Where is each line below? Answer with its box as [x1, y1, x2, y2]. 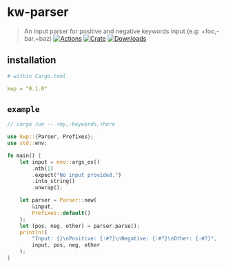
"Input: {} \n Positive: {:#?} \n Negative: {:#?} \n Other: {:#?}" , [32, 236, 217, 242]
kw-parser [7, 4, 69, 20]
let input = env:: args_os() [19, 158, 100, 166]
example [7, 104, 40, 114]
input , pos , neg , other [32, 242, 100, 249]
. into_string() [32, 178, 76, 185]
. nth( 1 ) [32, 165, 54, 172]
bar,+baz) [23, 34, 52, 42]
